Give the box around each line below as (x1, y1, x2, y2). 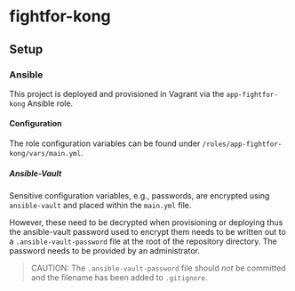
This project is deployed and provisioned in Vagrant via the (9, 88, 225, 99)
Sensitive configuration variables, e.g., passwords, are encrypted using (9, 190, 270, 201)
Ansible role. (27, 98, 74, 109)
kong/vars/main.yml (9, 150, 82, 158)
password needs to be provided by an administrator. (9, 246, 200, 256)
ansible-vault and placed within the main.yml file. (9, 200, 192, 211)
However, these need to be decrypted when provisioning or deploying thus (9, 217, 283, 228)
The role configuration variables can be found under (9, 138, 201, 149)
